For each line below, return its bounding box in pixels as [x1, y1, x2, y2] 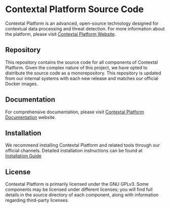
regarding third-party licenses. [5, 197, 69, 203]
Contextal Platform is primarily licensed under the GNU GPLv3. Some [5, 181, 149, 187]
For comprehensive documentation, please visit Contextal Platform [5, 109, 144, 115]
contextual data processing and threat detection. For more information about [5, 25, 165, 31]
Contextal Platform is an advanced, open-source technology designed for [5, 20, 159, 26]
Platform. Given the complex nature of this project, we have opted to [5, 64, 148, 70]
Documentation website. [5, 114, 56, 120]
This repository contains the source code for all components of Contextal [5, 59, 158, 65]
